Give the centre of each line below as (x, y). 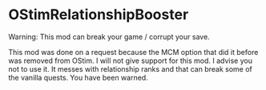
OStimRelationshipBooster (99, 15)
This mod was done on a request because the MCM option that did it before (133, 52)
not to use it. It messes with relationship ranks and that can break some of (130, 68)
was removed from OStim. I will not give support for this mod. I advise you (130, 61)
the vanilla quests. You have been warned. (78, 77)
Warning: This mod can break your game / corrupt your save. (109, 37)
